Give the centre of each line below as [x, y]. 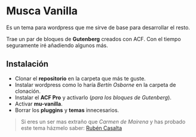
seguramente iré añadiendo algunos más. [57, 45]
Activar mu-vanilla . [39, 104]
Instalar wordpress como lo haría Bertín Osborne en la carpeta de [95, 85]
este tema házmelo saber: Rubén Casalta [71, 128]
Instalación [27, 64]
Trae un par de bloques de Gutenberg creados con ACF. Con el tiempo [94, 39]
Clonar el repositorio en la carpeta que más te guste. [80, 78]
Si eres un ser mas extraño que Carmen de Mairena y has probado [103, 122]
